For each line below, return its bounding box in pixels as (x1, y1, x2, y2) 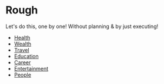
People (14, 71, 32, 78)
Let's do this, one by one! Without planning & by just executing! (5, 23, 159, 30)
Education (14, 52, 39, 60)
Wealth (14, 40, 32, 47)
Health (14, 34, 31, 41)
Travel (14, 46, 30, 53)
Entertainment (14, 65, 49, 72)
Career (14, 59, 31, 66)
